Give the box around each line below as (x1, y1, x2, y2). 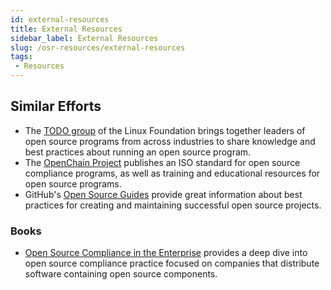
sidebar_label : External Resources (10, 33, 159, 43)
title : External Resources (10, 24, 123, 34)
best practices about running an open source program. (24, 146, 252, 158)
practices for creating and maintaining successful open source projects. (24, 199, 322, 211)
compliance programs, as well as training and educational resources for (24, 167, 321, 179)
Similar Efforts (10, 98, 102, 115)
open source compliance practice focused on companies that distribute (24, 257, 320, 270)
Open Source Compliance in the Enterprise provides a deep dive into (24, 247, 308, 259)
